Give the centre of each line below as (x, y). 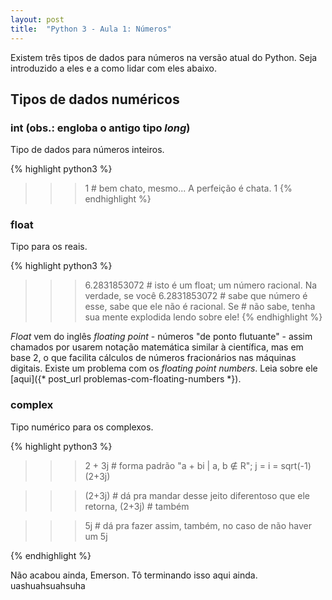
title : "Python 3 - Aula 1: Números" (91, 29)
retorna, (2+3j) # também (137, 506)
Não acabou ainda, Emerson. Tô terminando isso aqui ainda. (134, 575)
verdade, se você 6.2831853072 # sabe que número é (196, 296)
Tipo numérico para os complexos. (82, 427)
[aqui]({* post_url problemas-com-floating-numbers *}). (126, 379)
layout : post (37, 19)
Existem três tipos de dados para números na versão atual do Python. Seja (164, 57)
